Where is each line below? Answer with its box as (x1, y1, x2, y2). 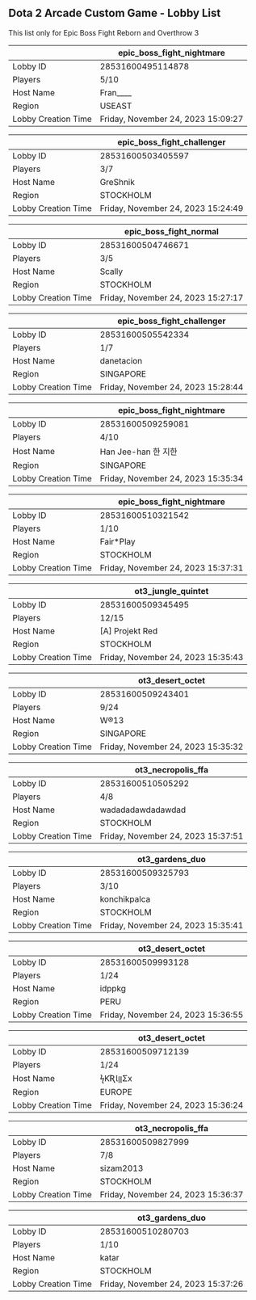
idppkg (99, 982, 127, 994)
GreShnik (99, 176, 135, 187)
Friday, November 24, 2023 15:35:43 (99, 651, 244, 663)
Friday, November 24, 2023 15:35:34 (99, 473, 244, 484)
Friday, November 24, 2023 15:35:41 (99, 919, 244, 931)
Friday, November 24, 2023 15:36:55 (99, 1009, 244, 1020)
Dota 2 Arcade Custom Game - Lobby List (8, 6, 221, 20)
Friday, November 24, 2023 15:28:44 (99, 381, 244, 393)
